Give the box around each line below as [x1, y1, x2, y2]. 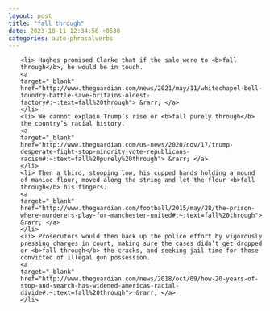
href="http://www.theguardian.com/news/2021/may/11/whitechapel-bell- [19, 85, 263, 93]
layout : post [8, 11, 52, 20]
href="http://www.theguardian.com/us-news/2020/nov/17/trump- [19, 141, 234, 149]
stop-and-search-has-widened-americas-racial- [19, 282, 180, 290]
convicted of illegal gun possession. [19, 254, 151, 262]
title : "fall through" [8, 19, 85, 27]
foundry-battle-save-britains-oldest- [19, 92, 151, 100]
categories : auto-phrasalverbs [8, 34, 114, 43]
